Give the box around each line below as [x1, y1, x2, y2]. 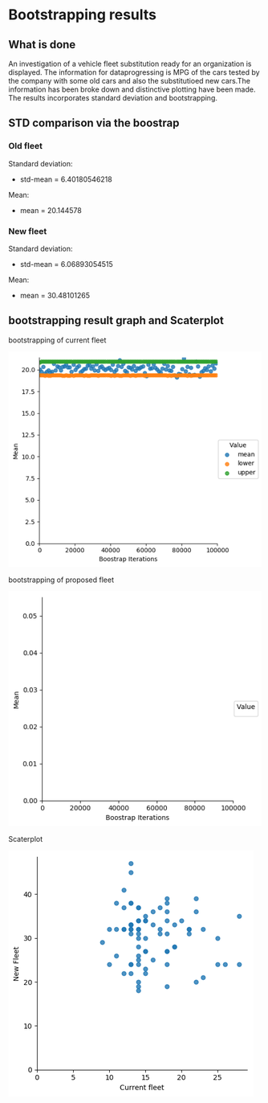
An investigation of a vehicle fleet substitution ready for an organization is [8, 59, 252, 68]
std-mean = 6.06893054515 [19, 259, 114, 269]
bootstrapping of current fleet [8, 335, 107, 345]
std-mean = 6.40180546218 [19, 174, 112, 184]
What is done [8, 38, 76, 51]
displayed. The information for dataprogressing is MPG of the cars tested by [8, 68, 260, 77]
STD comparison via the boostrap [8, 117, 180, 130]
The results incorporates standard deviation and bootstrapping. [8, 93, 218, 102]
